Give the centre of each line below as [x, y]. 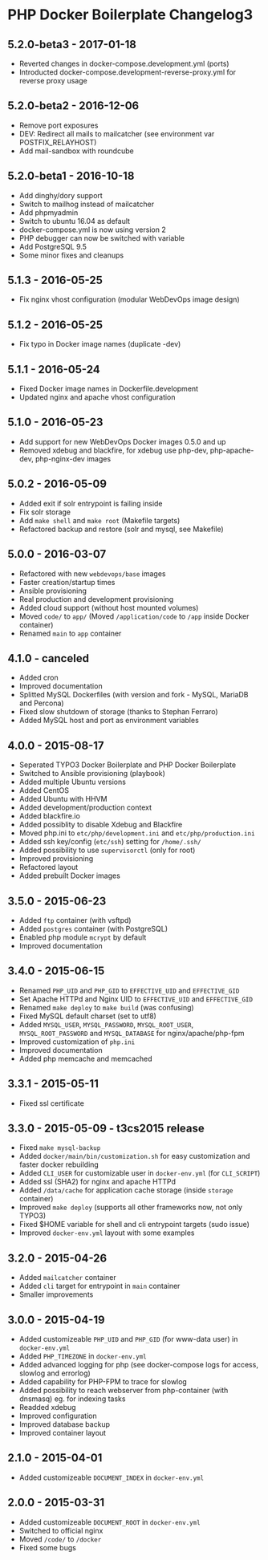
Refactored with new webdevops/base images [92, 573]
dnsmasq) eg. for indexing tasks [72, 1399]
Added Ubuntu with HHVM [63, 799]
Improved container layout [62, 1433]
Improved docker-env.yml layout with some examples [107, 1233]
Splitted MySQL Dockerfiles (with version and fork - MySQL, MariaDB [134, 695]
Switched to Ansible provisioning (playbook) [92, 774]
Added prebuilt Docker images [70, 875]
